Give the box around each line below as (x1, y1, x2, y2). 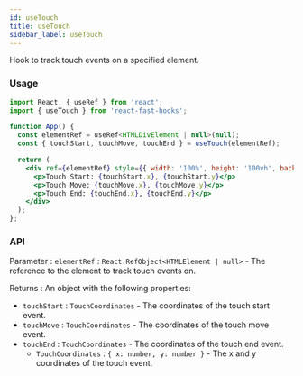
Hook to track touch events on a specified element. (9, 55, 200, 66)
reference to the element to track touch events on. (9, 265, 197, 276)
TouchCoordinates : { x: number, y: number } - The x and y (35, 348, 257, 359)
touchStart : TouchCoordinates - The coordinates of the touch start (22, 300, 271, 311)
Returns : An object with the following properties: (9, 283, 191, 294)
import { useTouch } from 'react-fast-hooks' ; (9, 105, 188, 115)
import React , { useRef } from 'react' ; (9, 97, 164, 106)
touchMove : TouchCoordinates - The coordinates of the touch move (22, 319, 270, 330)
